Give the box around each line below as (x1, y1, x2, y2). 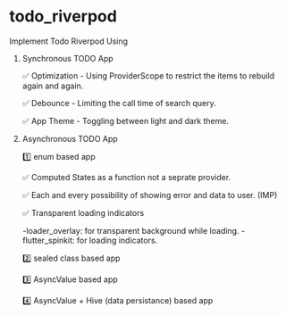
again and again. (21, 80, 84, 91)
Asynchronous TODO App (21, 133, 118, 144)
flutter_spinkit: (21, 235, 75, 245)
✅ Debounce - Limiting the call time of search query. (21, 97, 216, 108)
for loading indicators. (76, 235, 158, 245)
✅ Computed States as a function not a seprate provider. (21, 171, 231, 182)
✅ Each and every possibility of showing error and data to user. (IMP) (21, 189, 278, 200)
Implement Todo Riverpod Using (9, 36, 128, 46)
